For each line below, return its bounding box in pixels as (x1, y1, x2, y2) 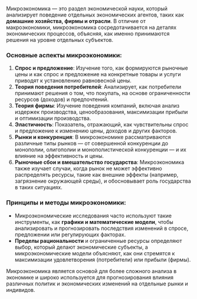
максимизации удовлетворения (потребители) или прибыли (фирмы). (14, 256, 191, 263)
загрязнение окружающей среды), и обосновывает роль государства (14, 177, 191, 185)
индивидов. (6, 286, 35, 293)
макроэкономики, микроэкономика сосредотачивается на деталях (6, 24, 177, 31)
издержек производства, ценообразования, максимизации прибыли (14, 109, 188, 116)
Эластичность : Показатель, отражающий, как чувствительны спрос (14, 121, 189, 128)
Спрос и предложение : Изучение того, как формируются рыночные (14, 64, 189, 71)
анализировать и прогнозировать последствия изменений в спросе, (14, 225, 189, 232)
